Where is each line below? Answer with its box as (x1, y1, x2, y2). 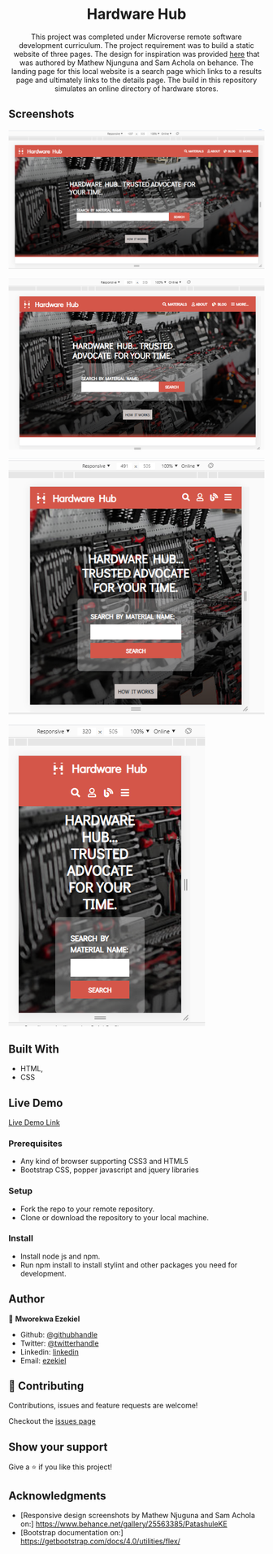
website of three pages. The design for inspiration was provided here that (13, 49, 260, 59)
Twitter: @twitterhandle (19, 1338, 99, 1348)
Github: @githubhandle (19, 1329, 98, 1339)
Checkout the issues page (8, 1416, 96, 1426)
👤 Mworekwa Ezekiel (8, 1314, 80, 1324)
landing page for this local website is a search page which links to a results (11, 66, 262, 76)
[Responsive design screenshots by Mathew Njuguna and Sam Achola (19, 1511, 256, 1521)
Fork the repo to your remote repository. (19, 1204, 155, 1214)
